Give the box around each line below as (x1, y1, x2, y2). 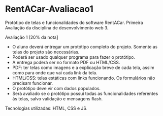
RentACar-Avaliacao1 (5, 3, 94, 15)
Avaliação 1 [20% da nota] (5, 34, 58, 40)
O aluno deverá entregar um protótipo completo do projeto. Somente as (12, 44, 158, 49)
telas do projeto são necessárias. (12, 49, 80, 55)
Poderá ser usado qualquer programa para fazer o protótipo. (12, 54, 135, 60)
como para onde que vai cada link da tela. (12, 70, 98, 75)
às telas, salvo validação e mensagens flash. (12, 95, 103, 101)
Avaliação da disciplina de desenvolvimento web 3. (5, 24, 109, 30)
